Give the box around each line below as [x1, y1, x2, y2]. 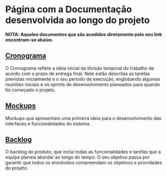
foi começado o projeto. [5, 87, 56, 93]
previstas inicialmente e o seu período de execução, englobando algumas [5, 76, 160, 82]
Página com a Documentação [5, 4, 132, 15]
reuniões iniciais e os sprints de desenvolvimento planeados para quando [5, 81, 160, 87]
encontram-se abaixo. [5, 37, 54, 43]
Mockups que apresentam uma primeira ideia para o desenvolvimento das [5, 115, 162, 121]
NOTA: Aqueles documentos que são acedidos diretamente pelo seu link [5, 31, 162, 37]
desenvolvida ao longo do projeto [5, 14, 150, 26]
